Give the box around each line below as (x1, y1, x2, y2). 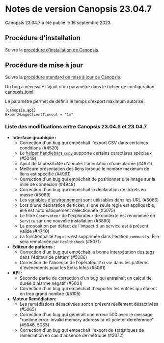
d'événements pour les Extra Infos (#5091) (19, 265, 106, 270)
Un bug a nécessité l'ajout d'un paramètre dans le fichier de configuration (5, 83, 155, 89)
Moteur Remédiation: (12, 295, 56, 302)
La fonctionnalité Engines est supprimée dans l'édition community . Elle (19, 233, 160, 239)
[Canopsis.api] (5, 108, 36, 113)
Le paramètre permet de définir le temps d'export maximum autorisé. (5, 98, 145, 104)
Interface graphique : (12, 134, 56, 140)
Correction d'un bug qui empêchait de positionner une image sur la (19, 176, 156, 182)
